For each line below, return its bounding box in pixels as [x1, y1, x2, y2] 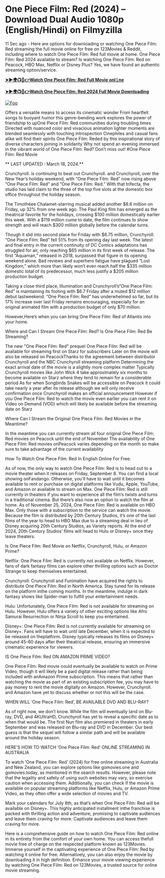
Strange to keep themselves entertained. [5, 568, 88, 574]
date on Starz [5, 406, 33, 412]
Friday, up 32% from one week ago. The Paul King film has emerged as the [5, 206, 158, 212]
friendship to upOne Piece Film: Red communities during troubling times [5, 120, 151, 126]
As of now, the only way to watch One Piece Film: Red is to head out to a [5, 465, 152, 471]
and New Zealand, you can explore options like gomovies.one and [5, 764, 139, 770]
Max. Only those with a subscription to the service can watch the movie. [5, 507, 152, 513]
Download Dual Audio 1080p [5, 14, 124, 25]
